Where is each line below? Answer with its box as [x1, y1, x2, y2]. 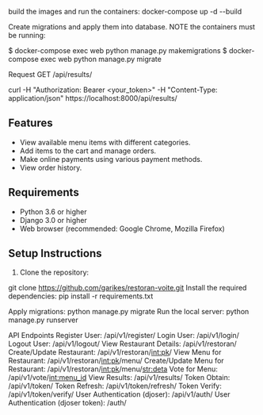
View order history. [19, 163, 82, 172]
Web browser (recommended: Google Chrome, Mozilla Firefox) [19, 224, 226, 233]
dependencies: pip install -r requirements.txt [8, 291, 154, 301]
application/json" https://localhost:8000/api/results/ [8, 94, 178, 102]
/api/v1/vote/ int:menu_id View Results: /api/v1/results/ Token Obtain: [8, 373, 231, 382]
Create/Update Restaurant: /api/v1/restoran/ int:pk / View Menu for [8, 348, 222, 357]
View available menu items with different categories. [19, 137, 191, 147]
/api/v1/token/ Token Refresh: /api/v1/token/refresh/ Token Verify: [8, 381, 222, 391]
